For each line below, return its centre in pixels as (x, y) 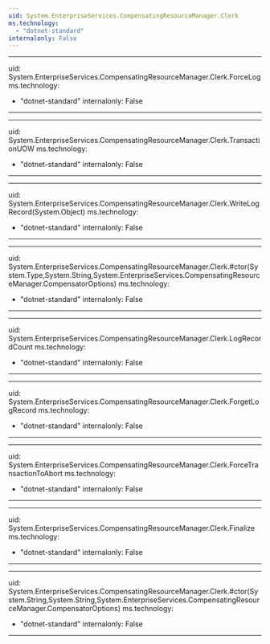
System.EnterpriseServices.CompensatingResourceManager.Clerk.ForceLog (135, 77)
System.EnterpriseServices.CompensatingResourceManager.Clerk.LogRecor (135, 339)
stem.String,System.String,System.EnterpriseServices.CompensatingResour (134, 600)
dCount (21, 347)
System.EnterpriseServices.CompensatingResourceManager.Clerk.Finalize (132, 528)
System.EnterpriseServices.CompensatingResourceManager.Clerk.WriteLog (134, 204)
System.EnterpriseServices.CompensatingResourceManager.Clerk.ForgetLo (134, 401)
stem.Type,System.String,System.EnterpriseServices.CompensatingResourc (134, 275)
